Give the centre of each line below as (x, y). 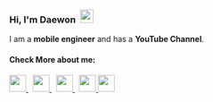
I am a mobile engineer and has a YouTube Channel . (107, 39)
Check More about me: (53, 59)
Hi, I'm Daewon (43, 20)
